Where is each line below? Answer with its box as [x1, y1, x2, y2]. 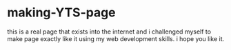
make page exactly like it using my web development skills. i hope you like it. [7, 34, 225, 42]
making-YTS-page [7, 5, 116, 21]
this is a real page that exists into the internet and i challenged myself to [7, 27, 212, 36]
